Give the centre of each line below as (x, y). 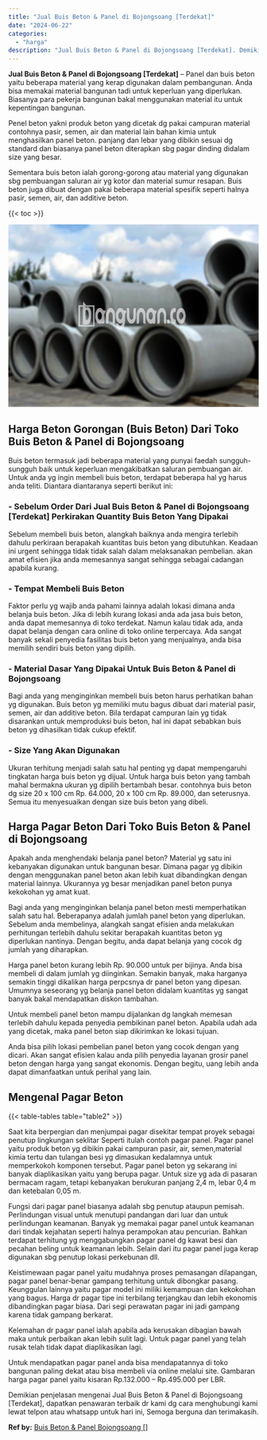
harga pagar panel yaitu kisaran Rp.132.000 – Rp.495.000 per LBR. (117, 1380)
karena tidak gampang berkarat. (61, 1315)
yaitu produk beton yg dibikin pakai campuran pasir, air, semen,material (125, 1149)
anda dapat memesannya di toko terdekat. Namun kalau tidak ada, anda (126, 623)
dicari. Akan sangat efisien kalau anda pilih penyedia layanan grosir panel (128, 1056)
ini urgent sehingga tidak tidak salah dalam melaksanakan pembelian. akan (130, 551)
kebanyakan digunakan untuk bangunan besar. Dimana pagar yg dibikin (126, 867)
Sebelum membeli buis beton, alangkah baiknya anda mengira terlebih (123, 534)
